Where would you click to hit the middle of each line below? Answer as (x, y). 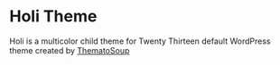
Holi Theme (53, 16)
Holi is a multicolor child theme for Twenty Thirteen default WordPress (140, 41)
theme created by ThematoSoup (70, 50)
